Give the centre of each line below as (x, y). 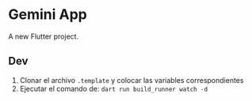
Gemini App (48, 15)
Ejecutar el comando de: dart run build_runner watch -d (114, 88)
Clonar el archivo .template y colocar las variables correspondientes (132, 80)
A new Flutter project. (44, 36)
